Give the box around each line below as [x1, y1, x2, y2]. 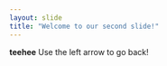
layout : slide [9, 13, 63, 23]
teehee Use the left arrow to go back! [9, 46, 149, 57]
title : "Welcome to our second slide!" [9, 22, 160, 31]
